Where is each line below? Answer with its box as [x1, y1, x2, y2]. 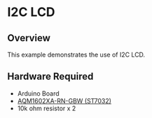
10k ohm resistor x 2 [17, 104, 76, 112]
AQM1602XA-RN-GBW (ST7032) [17, 96, 112, 105]
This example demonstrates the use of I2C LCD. [7, 50, 146, 59]
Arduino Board [17, 89, 60, 98]
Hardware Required [7, 71, 94, 82]
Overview [7, 32, 51, 44]
